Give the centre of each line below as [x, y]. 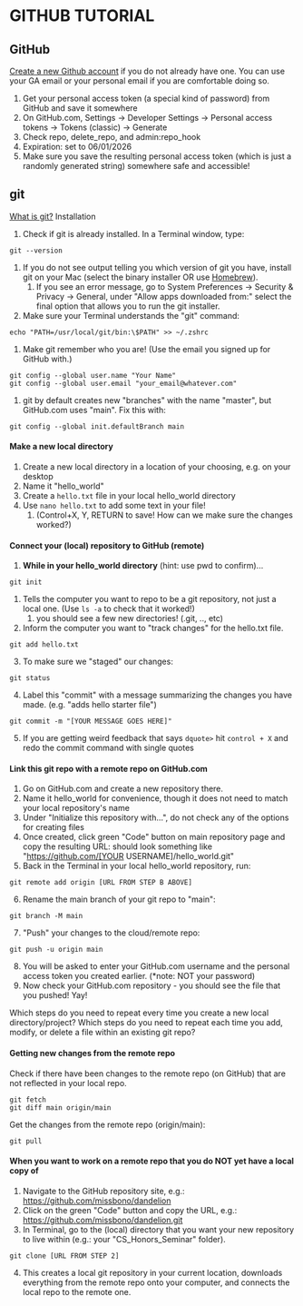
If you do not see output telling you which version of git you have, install [157, 267]
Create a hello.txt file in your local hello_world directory [129, 496]
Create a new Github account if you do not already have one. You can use [147, 71]
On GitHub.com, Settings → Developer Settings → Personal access [147, 118]
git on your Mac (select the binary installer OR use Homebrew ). [140, 277]
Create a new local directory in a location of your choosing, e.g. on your [156, 467]
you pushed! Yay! [55, 995]
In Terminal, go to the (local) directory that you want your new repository [158, 1229]
